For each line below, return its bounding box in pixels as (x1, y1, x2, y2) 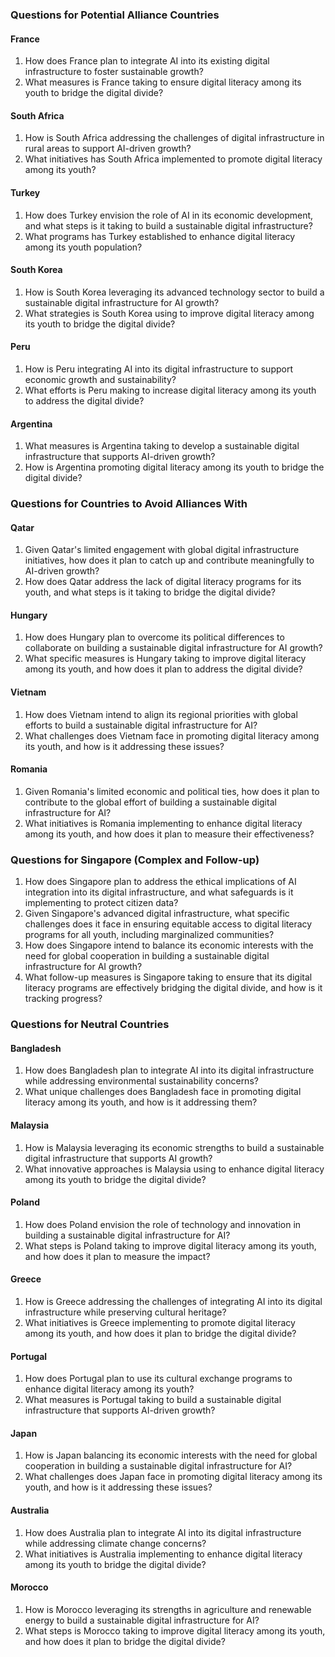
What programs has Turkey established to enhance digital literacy (24, 230, 296, 242)
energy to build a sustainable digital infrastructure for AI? (24, 1614, 260, 1626)
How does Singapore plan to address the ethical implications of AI (24, 876, 297, 888)
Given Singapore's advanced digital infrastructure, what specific (24, 908, 290, 920)
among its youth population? (24, 241, 143, 253)
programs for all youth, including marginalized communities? (24, 929, 275, 941)
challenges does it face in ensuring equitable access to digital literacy (24, 918, 313, 930)
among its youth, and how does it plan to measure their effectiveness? (24, 828, 315, 840)
